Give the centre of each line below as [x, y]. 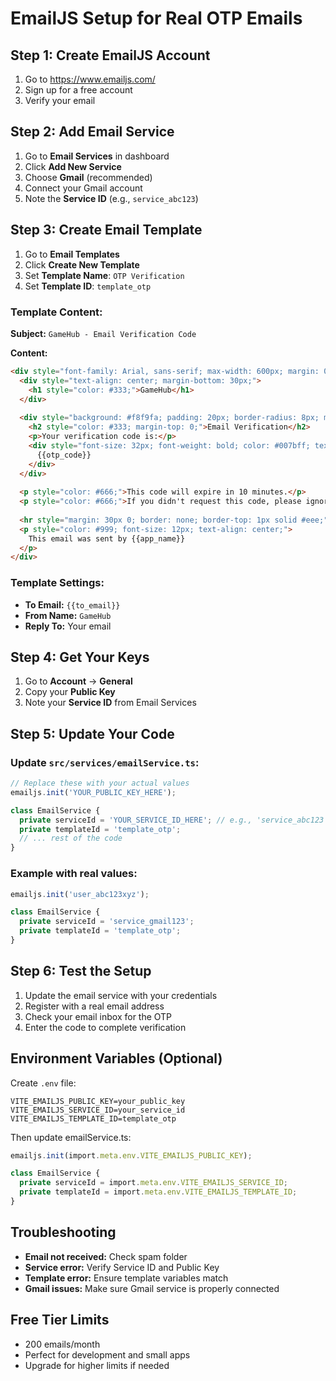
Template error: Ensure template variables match [126, 1278]
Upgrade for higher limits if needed [97, 1365]
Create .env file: [43, 1083]
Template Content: [56, 312]
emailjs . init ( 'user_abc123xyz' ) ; [80, 894]
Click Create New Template [82, 264]
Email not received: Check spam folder [106, 1256]
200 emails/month [62, 1344]
